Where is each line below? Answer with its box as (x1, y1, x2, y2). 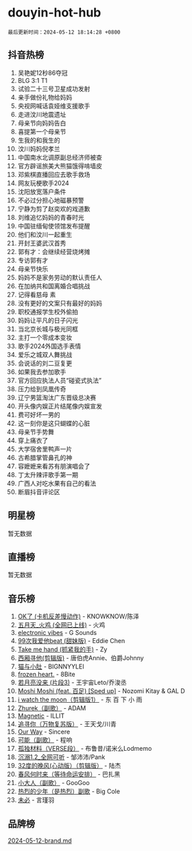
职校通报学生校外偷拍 (17, 307, 78, 316)
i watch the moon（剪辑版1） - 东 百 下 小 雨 (17, 695, 143, 704)
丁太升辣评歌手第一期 (17, 470, 78, 478)
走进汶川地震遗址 (17, 110, 67, 118)
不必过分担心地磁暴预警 (17, 196, 84, 204)
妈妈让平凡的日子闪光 (17, 316, 78, 324)
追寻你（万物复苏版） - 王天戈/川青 (17, 720, 117, 728)
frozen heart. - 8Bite (17, 671, 75, 679)
